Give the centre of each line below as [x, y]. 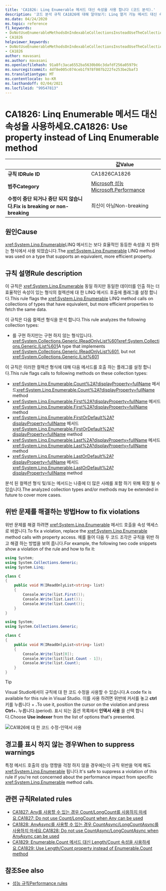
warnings [20, 752]
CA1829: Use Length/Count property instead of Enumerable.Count [85, 848]
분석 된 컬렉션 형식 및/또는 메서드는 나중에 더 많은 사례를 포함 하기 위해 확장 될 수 [83, 483]
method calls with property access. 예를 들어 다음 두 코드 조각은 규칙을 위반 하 [82, 537]
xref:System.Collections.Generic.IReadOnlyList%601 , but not [74, 352]
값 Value [125, 165]
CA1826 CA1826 [111, 174]
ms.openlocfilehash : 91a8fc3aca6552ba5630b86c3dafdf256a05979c [72, 65]
